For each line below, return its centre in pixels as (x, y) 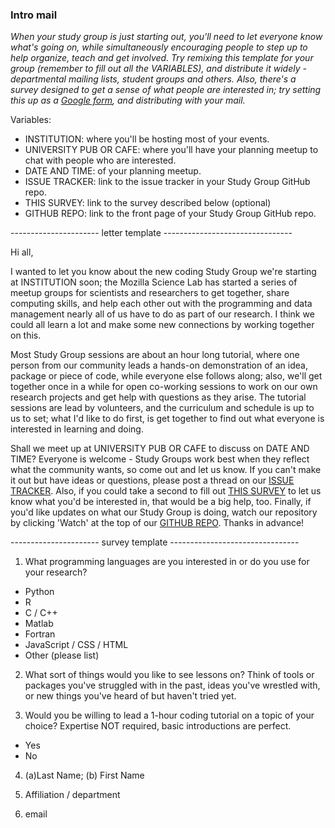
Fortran (40, 634)
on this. (26, 335)
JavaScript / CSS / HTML (76, 645)
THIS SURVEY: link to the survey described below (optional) (148, 203)
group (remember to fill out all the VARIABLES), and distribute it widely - (158, 69)
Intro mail (34, 15)
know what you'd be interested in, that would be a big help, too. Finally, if (161, 502)
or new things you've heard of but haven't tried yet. (130, 696)
